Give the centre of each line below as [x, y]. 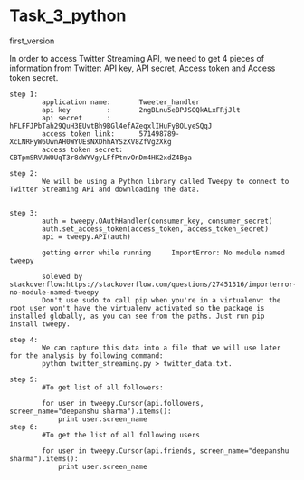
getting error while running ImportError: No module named [163, 253]
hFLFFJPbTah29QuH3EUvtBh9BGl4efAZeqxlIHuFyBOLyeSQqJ [111, 126]
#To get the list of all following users [121, 435]
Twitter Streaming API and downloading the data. [105, 189]
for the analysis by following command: [87, 355]
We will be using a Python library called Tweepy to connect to [166, 181]
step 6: [24, 427]
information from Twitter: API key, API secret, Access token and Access [142, 68]
